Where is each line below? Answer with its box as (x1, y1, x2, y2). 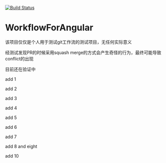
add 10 (5, 153, 19, 159)
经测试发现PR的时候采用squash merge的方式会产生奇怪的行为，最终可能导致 (5, 50, 162, 55)
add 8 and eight (5, 143, 38, 149)
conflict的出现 (5, 55, 34, 61)
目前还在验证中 (5, 66, 36, 72)
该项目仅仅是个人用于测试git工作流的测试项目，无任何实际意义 (5, 39, 132, 45)
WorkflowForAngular (5, 22, 94, 33)
